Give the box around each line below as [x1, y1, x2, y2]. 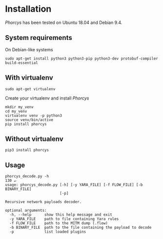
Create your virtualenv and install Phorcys [5, 95, 89, 101]
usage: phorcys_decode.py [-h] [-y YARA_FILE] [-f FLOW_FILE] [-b [5, 182, 143, 187]
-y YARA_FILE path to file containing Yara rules [9, 217, 119, 221]
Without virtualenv [5, 135, 63, 143]
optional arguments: [5, 208, 47, 213]
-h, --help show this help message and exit [9, 212, 112, 218]
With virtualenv [5, 74, 53, 82]
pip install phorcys [5, 121, 47, 126]
